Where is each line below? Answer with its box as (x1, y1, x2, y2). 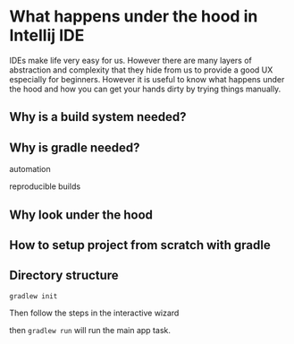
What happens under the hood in (9, 6, 258, 27)
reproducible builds (9, 181, 81, 192)
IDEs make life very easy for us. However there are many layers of (9, 55, 253, 65)
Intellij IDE (9, 25, 85, 46)
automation (9, 164, 51, 175)
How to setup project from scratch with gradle (9, 237, 271, 253)
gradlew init (9, 291, 58, 301)
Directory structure (9, 268, 119, 283)
